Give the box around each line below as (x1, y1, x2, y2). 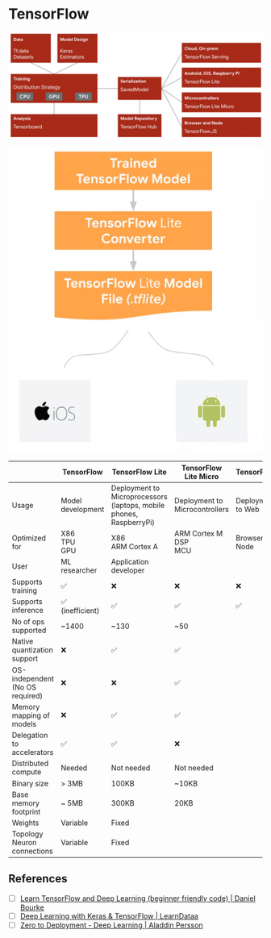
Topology (11, 829, 44, 839)
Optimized (11, 533, 47, 543)
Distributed (11, 759, 49, 769)
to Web (236, 505, 260, 515)
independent (11, 673, 54, 683)
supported (11, 626, 47, 636)
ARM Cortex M (174, 529, 223, 539)
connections (11, 846, 54, 856)
